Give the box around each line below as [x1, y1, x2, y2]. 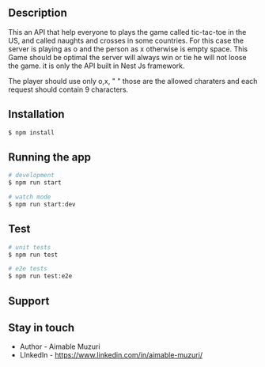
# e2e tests [8, 265, 47, 273]
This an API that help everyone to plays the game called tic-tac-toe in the [8, 27, 247, 36]
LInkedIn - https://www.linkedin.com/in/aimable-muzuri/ [19, 350, 203, 360]
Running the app [8, 150, 91, 164]
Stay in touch [8, 320, 75, 335]
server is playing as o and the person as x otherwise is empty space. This [8, 44, 248, 54]
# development [8, 172, 55, 180]
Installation [8, 108, 65, 121]
